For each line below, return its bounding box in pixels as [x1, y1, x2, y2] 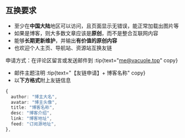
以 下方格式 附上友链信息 [14, 76, 71, 83]
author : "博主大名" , [11, 93, 58, 100]
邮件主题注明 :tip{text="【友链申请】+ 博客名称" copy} [14, 69, 146, 76]
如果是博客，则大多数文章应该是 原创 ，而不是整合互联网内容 [14, 29, 159, 36]
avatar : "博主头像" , [11, 99, 58, 105]
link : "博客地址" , [11, 116, 52, 122]
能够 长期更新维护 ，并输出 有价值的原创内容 [14, 37, 117, 44]
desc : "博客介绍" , [11, 110, 52, 116]
